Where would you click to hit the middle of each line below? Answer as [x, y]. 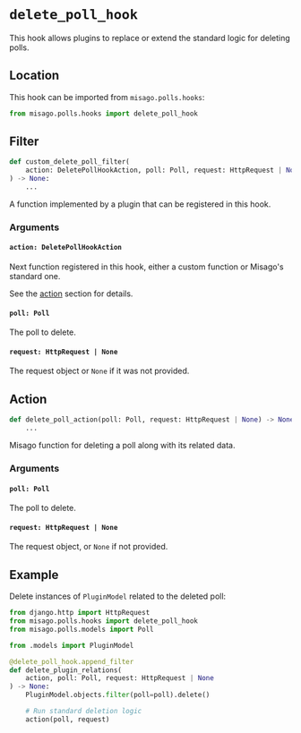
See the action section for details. [71, 294]
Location [34, 76]
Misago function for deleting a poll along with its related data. [122, 446]
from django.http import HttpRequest [80, 613]
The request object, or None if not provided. [89, 547]
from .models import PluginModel [72, 645]
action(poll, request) [68, 719]
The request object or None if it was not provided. [99, 371]
